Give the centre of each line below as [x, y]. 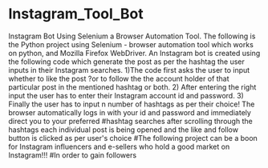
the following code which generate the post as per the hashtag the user [126, 62]
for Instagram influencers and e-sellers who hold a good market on [119, 146]
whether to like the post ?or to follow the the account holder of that [119, 78]
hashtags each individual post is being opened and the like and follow [124, 130]
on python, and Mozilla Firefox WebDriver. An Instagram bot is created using [134, 53]
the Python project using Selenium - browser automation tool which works [131, 44]
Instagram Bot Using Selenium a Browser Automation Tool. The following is [132, 36]
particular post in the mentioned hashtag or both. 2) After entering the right [132, 87]
